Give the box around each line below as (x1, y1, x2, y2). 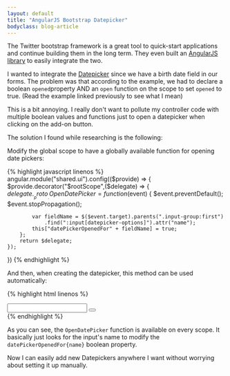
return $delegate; (19, 237, 73, 244)
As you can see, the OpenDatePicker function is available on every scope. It (7, 326, 220, 334)
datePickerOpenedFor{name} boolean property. (7, 340, 137, 348)
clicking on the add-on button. (7, 120, 93, 129)
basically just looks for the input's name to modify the (7, 332, 160, 341)
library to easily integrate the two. (7, 57, 103, 65)
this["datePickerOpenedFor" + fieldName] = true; (32, 225, 178, 232)
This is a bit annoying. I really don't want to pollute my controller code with (7, 105, 220, 114)
